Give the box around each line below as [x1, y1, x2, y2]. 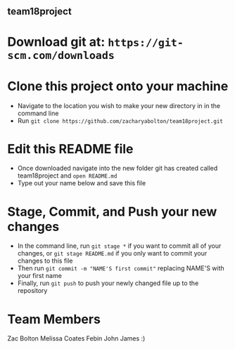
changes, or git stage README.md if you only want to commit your [17, 249, 208, 258]
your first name [17, 272, 62, 280]
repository [17, 287, 48, 295]
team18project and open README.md [17, 171, 118, 180]
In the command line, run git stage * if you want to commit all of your [17, 242, 222, 250]
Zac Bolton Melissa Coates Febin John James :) [7, 334, 146, 343]
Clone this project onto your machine [7, 78, 229, 94]
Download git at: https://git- [7, 34, 184, 50]
